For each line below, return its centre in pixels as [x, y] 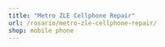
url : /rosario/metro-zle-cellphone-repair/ [83, 23]
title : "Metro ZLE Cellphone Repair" [72, 16]
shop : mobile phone [41, 30]
